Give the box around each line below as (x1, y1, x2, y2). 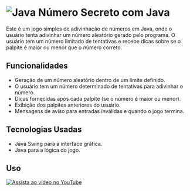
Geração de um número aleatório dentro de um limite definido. (14, 76, 165, 83)
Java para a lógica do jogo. (14, 146, 80, 154)
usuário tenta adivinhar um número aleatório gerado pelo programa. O (6, 31, 175, 38)
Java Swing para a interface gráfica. (14, 140, 103, 147)
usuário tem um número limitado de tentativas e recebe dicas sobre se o (6, 37, 181, 45)
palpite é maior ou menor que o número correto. (6, 44, 123, 51)
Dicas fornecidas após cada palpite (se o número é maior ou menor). (14, 95, 181, 102)
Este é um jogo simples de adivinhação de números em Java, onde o (6, 25, 172, 32)
